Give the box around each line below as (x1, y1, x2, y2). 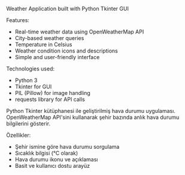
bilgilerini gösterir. (6, 120, 51, 127)
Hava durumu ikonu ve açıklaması (14, 156, 98, 163)
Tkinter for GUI (14, 83, 52, 90)
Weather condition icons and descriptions (14, 47, 119, 54)
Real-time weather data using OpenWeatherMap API (14, 28, 144, 35)
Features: (6, 17, 30, 23)
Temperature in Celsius (14, 41, 72, 48)
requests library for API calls (14, 96, 85, 103)
